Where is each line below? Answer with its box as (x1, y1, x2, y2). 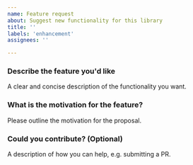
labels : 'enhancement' (7, 30, 74, 38)
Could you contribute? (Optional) (7, 134, 123, 144)
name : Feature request (7, 10, 74, 18)
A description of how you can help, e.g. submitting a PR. (7, 150, 171, 159)
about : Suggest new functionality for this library (7, 17, 163, 24)
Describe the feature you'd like (7, 67, 115, 76)
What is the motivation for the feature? (7, 100, 144, 110)
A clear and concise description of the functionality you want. (7, 82, 187, 91)
